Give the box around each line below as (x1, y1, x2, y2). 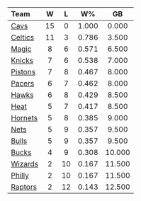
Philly (11, 171, 30, 180)
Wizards (11, 159, 39, 168)
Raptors (11, 182, 38, 192)
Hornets (11, 113, 38, 122)
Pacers (11, 79, 35, 88)
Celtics (11, 33, 34, 42)
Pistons (11, 67, 36, 76)
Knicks (11, 56, 34, 65)
